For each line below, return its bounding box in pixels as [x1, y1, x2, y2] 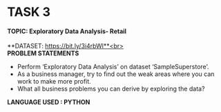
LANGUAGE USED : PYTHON [7, 97, 90, 106]
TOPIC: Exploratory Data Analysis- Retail [7, 27, 126, 35]
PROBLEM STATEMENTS [7, 49, 79, 57]
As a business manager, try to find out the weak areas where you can [17, 70, 215, 78]
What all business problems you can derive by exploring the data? [17, 84, 205, 93]
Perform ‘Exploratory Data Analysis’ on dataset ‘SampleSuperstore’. [17, 62, 209, 71]
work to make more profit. [17, 77, 91, 85]
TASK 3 [7, 4, 50, 20]
